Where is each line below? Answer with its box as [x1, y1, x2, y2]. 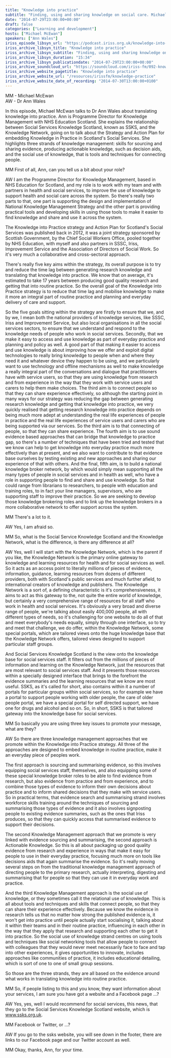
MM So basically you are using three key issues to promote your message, [5, 720, 162, 727]
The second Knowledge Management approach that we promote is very [5, 831, 156, 837]
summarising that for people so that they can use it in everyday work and [5, 874, 159, 881]
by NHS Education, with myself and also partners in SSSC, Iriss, [5, 240, 139, 246]
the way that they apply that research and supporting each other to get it [5, 927, 158, 934]
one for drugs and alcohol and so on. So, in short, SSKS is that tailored [5, 705, 153, 711]
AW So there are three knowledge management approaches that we [5, 735, 148, 742]
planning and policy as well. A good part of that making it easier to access [5, 341, 160, 347]
